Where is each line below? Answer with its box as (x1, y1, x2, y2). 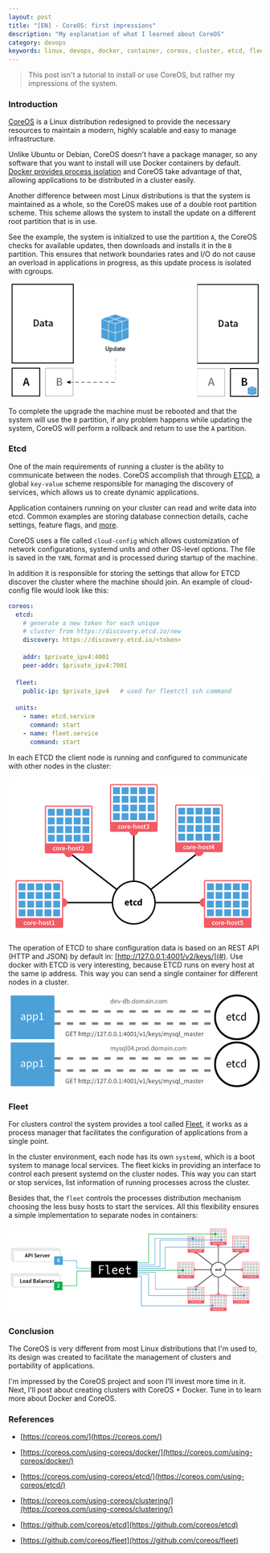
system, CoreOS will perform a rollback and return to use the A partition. (8, 423, 247, 433)
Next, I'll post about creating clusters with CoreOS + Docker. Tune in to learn (8, 1385, 262, 1395)
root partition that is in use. (8, 217, 98, 226)
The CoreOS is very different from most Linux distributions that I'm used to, (8, 1344, 258, 1353)
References (8, 1414, 55, 1425)
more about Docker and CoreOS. (8, 1394, 117, 1403)
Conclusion (8, 1325, 55, 1336)
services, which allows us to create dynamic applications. (8, 487, 199, 497)
